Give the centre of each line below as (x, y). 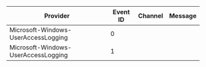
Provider (57, 16)
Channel (151, 16)
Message (183, 16)
